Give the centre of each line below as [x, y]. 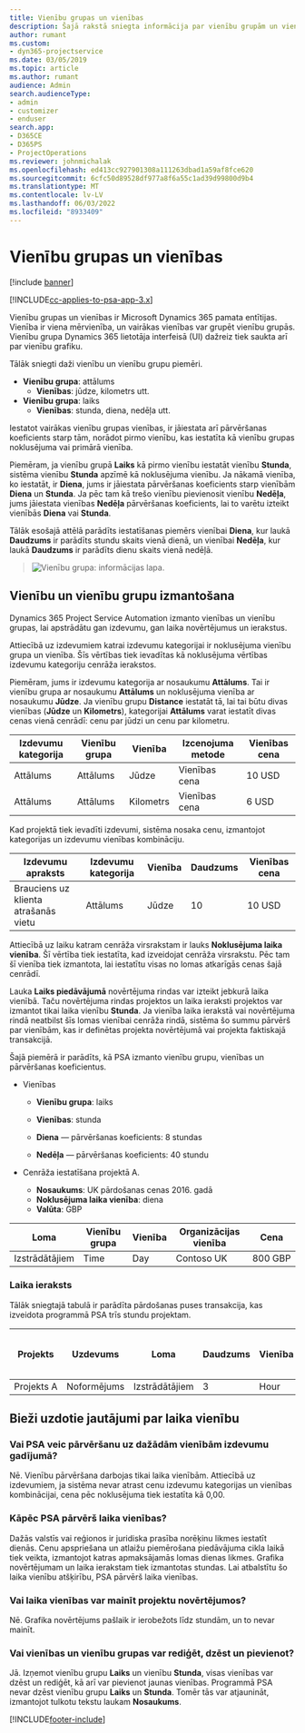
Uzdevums [95, 1354]
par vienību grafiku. [46, 346]
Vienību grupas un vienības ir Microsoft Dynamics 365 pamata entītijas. [143, 317]
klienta [28, 900]
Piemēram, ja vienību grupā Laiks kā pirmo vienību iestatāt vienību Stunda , [151, 465]
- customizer [34, 111]
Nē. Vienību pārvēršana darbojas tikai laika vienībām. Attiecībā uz [133, 1475]
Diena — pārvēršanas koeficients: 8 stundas [119, 1137]
